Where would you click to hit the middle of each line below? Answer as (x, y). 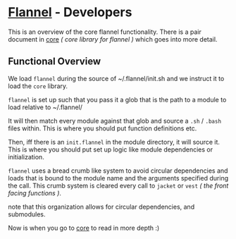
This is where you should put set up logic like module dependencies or (111, 149)
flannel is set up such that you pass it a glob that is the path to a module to (117, 99)
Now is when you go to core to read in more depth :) (84, 228)
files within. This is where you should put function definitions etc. (103, 128)
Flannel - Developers (70, 12)
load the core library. (38, 86)
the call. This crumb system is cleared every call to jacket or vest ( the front (118, 185)
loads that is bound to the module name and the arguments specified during (118, 178)
